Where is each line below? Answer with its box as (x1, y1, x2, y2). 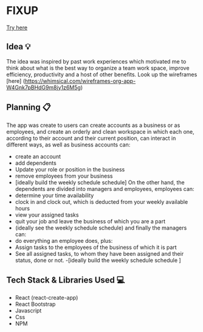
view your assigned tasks (15, 211, 79, 218)
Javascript (15, 307, 42, 314)
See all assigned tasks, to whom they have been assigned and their (15, 250, 184, 257)
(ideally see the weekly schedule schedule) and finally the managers (15, 224, 187, 231)
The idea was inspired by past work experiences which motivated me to (6, 57, 187, 65)
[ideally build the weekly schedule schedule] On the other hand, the (15, 178, 185, 186)
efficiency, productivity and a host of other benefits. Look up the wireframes (6, 71, 198, 78)
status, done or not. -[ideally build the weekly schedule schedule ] (15, 256, 181, 264)
